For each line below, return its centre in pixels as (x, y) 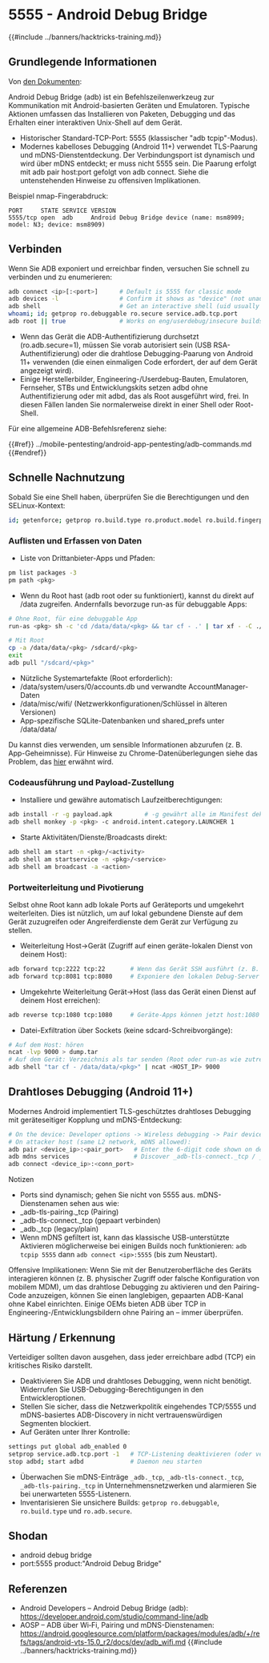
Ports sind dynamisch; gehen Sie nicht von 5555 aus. (108, 1195)
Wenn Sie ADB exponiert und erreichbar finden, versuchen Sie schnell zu (129, 268)
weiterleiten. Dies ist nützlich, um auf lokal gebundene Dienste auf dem (126, 913)
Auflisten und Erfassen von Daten (75, 540)
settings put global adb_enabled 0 (68, 1447)
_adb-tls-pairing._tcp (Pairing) (69, 1212)
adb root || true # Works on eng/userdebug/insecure (123, 322)
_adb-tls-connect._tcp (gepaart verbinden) (90, 1220)
